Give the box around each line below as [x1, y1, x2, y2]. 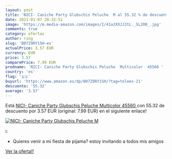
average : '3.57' [5, 88, 40, 94]
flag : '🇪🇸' [5, 74, 31, 79]
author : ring [5, 36, 33, 41]
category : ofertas [5, 31, 45, 36]
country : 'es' [5, 70, 36, 75]
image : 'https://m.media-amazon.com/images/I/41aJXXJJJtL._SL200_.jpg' [5, 21, 161, 27]
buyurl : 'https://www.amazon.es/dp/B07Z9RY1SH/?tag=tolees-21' [5, 79, 143, 84]
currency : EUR [5, 50, 36, 55]
